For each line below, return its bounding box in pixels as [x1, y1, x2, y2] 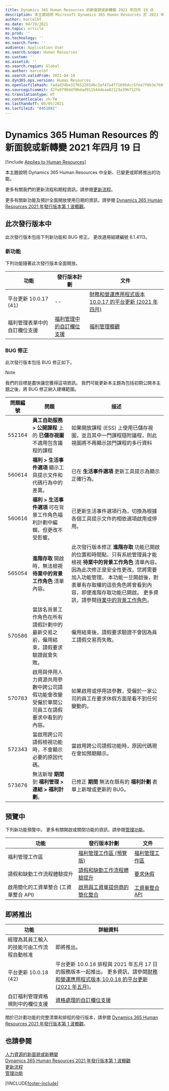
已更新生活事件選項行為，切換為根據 [71, 508, 157, 515]
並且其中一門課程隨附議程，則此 [81, 432, 157, 439]
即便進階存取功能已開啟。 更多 [81, 589, 153, 596]
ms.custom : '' [5, 54, 35, 60]
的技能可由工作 [8, 944, 44, 951]
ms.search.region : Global [5, 64, 59, 69]
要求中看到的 [32, 714, 63, 721]
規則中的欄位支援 [8, 1000, 49, 1007]
